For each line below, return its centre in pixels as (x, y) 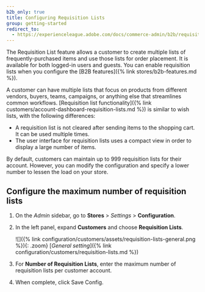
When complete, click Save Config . (59, 282)
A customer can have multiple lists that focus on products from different (97, 90)
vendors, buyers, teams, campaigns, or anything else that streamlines (94, 97)
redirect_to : (23, 29)
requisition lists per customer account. (63, 270)
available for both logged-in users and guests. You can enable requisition (98, 65)
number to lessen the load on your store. (57, 172)
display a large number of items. (56, 147)
